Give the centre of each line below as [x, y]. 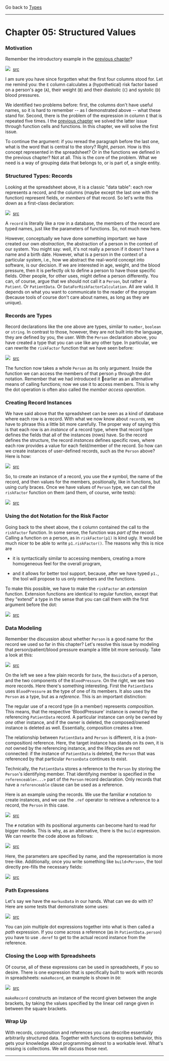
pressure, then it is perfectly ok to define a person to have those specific [80, 270]
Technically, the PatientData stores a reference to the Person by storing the [83, 768]
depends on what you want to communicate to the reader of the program [81, 292]
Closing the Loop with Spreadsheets [51, 956]
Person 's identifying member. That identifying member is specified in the [80, 774]
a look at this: [19, 655]
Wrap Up [16, 1021]
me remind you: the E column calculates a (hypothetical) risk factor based [81, 85]
